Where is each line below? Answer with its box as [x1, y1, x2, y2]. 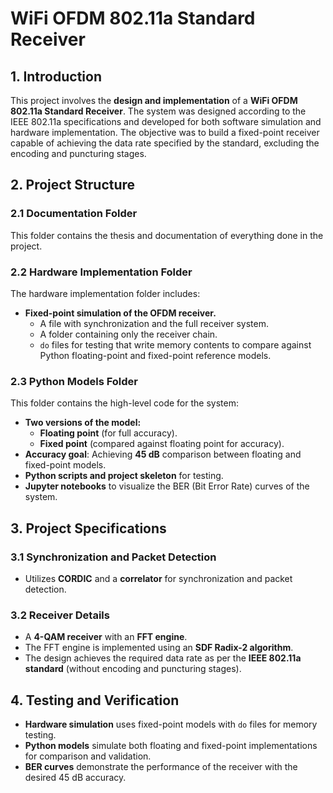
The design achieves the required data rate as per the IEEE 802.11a [24, 652, 302, 664]
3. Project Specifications [10, 520, 167, 537]
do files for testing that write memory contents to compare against [39, 338, 312, 351]
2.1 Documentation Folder [10, 207, 138, 221]
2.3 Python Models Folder [10, 374, 138, 388]
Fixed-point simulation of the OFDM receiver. [24, 307, 217, 319]
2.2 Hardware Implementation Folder [10, 265, 193, 279]
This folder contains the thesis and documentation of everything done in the [10, 229, 324, 241]
